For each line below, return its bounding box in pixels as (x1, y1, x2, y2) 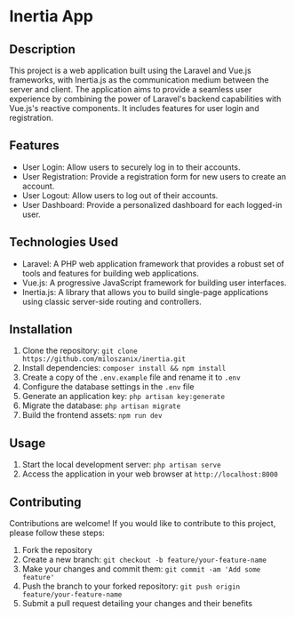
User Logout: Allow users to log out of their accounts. (21, 189, 219, 201)
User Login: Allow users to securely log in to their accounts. (21, 162, 241, 172)
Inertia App (9, 6, 93, 27)
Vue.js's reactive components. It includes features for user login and (9, 103, 259, 113)
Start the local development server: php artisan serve (21, 460, 221, 470)
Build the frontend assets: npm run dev (21, 410, 163, 421)
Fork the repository (21, 545, 93, 556)
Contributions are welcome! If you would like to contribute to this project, (9, 518, 276, 529)
